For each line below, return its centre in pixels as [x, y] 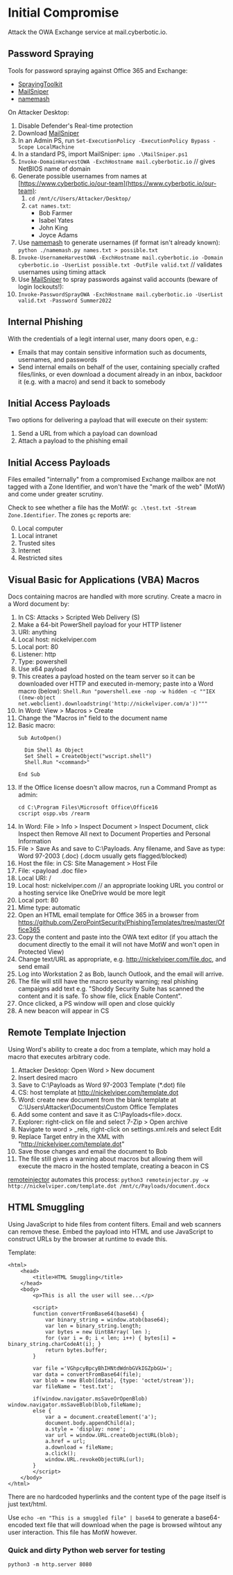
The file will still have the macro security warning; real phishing [108, 981]
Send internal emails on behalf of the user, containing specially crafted [119, 367]
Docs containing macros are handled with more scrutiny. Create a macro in [115, 596]
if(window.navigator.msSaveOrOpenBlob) [90, 1399]
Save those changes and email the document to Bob [93, 1151]
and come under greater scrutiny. [55, 494]
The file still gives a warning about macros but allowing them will [110, 1159]
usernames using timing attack [62, 271]
